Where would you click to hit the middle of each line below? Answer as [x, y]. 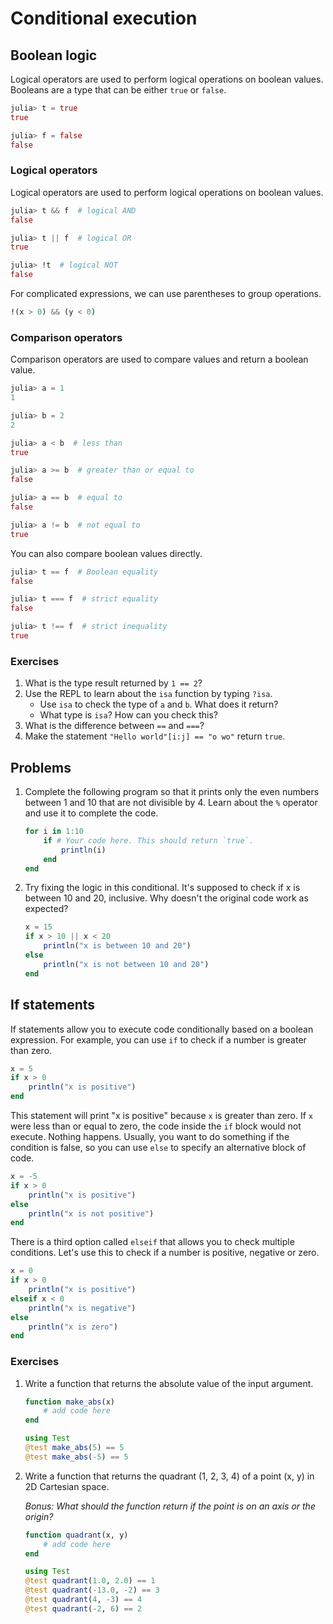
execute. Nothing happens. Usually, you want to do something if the [150, 1137]
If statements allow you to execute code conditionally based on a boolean [162, 1029]
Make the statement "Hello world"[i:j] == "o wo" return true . [155, 736]
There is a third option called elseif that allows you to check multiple [152, 1242]
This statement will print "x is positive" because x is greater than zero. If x [162, 1116]
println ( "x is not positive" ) [91, 1213]
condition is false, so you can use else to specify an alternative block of [158, 1148]
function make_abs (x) [70, 1402]
